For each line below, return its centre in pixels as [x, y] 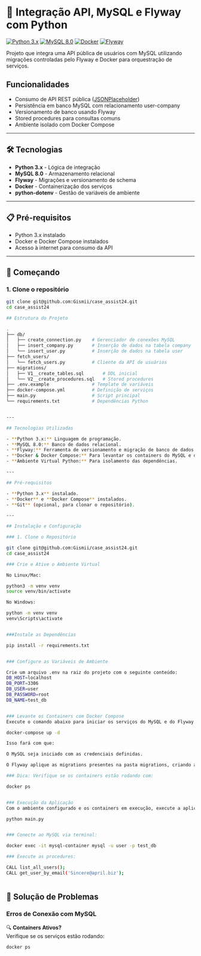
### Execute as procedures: [41, 857]
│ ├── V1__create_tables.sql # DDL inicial [72, 374]
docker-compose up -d [33, 733]
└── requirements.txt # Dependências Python [77, 401]
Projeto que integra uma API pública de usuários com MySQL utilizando [94, 53]
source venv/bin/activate [38, 591]
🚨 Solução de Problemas [52, 897]
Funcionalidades [38, 85]
